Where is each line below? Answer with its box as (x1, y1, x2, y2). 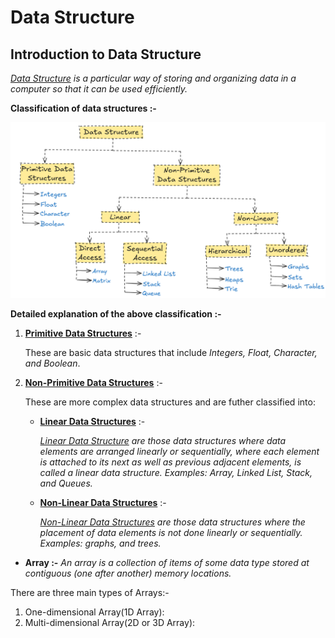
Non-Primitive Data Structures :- (24, 376, 163, 388)
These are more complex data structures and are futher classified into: (24, 396, 316, 408)
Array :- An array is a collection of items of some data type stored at (24, 556, 310, 568)
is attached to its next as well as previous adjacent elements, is (39, 456, 302, 468)
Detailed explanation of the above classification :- (10, 307, 222, 320)
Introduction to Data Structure (10, 46, 202, 63)
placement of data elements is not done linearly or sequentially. (39, 526, 303, 538)
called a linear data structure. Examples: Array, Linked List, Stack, (39, 466, 313, 478)
